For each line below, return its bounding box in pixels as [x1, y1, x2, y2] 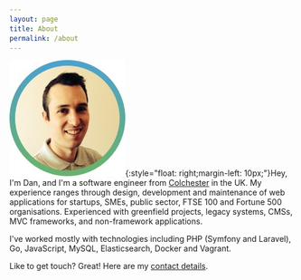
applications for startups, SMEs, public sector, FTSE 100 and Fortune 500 [9, 197, 282, 208]
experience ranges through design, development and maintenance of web [9, 187, 286, 198]
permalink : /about [9, 34, 79, 43]
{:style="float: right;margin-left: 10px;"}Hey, [125, 168, 287, 179]
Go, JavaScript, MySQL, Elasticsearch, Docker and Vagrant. [9, 243, 232, 254]
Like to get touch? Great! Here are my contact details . [9, 261, 209, 272]
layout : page [9, 14, 59, 24]
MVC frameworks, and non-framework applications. [9, 216, 203, 227]
